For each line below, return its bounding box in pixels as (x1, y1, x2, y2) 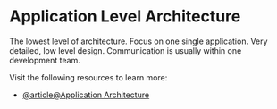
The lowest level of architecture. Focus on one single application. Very (9, 36, 268, 46)
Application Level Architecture (9, 6, 241, 27)
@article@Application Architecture (21, 89, 150, 100)
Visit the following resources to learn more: (9, 71, 168, 82)
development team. (9, 54, 80, 65)
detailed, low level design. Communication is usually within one (9, 45, 242, 55)
